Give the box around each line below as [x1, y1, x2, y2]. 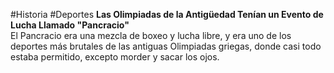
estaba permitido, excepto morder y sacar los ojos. [10, 51, 220, 63]
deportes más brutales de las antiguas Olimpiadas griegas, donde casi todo [10, 40, 322, 52]
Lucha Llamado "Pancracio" [10, 19, 130, 31]
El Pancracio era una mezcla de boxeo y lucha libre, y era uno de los [10, 30, 292, 41]
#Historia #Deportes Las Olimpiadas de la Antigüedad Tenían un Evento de [10, 9, 324, 20]
